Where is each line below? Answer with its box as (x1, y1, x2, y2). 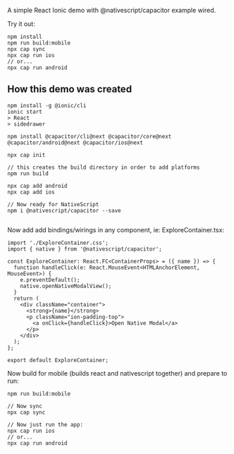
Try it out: (7, 20, 35, 28)
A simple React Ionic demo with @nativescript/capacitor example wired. (7, 6, 216, 14)
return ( (13, 294, 39, 302)
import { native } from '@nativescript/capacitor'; (7, 245, 162, 253)
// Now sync (7, 402, 42, 410)
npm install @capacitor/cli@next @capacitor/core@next (7, 133, 172, 140)
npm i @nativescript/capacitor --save (7, 207, 121, 214)
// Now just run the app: (7, 421, 83, 428)
